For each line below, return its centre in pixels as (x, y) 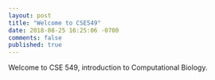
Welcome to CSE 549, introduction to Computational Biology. (108, 67)
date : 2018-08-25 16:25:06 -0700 (64, 30)
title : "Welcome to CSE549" (55, 23)
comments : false (35, 38)
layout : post (30, 15)
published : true (35, 45)
